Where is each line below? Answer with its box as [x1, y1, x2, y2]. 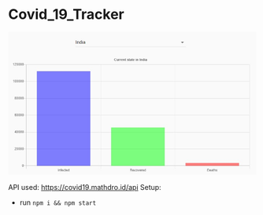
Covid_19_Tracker [8, 5, 124, 24]
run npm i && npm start [19, 198, 97, 207]
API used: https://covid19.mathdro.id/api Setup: [8, 182, 161, 191]
